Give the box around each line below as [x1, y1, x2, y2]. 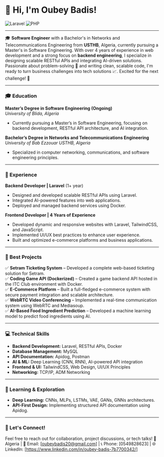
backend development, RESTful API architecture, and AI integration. [12, 125, 148, 131]
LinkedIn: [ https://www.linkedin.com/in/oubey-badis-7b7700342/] [5, 446, 138, 452]
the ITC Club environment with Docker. [5, 281, 83, 287]
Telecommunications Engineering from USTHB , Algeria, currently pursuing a [5, 42, 159, 48]
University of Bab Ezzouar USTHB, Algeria [5, 140, 91, 146]
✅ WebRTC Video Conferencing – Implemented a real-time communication [5, 297, 157, 303]
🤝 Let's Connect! [5, 424, 45, 431]
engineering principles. [12, 155, 59, 160]
